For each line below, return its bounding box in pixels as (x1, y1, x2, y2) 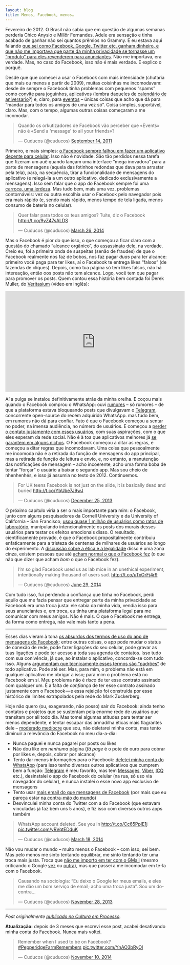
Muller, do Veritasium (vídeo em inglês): (5, 281, 89, 287)
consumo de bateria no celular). (5, 202, 73, 208)
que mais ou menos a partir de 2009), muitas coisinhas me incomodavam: (5, 80, 162, 86)
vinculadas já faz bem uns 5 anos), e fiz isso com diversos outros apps (12, 805, 163, 811)
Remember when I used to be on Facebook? (17, 938, 111, 945)
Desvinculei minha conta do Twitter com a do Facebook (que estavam (12, 800, 160, 806)
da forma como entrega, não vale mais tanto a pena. (5, 618, 116, 625)
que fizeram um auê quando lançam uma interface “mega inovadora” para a (5, 158, 165, 164)
